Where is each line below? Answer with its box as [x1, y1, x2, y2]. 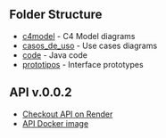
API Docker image [21, 118, 89, 128]
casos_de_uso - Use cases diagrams [21, 40, 158, 51]
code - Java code [21, 49, 87, 61]
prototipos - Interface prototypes [21, 59, 145, 69]
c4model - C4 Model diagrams [21, 30, 136, 41]
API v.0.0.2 [9, 85, 73, 101]
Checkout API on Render [21, 109, 113, 119]
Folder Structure [9, 7, 103, 22]
